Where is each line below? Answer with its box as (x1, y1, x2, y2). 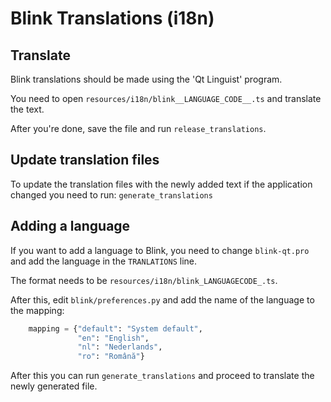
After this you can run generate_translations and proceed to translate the (10, 370, 315, 382)
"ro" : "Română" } (77, 352, 145, 362)
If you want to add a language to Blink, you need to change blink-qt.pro (10, 244, 310, 256)
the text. (10, 103, 45, 115)
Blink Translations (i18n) (10, 7, 215, 30)
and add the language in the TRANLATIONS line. (10, 255, 197, 267)
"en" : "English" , (77, 333, 150, 343)
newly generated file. (10, 380, 98, 392)
